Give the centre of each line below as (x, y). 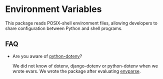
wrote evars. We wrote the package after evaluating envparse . (76, 71)
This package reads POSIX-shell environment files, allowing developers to (81, 23)
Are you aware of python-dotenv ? (47, 56)
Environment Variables (53, 9)
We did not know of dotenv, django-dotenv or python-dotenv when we (85, 65)
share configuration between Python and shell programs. (64, 28)
